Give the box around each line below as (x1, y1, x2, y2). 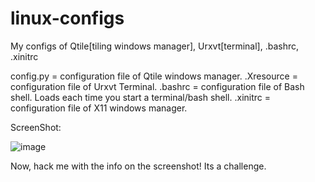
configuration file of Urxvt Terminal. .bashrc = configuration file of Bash (10, 80, 305, 92)
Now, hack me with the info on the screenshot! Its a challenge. (10, 160, 267, 172)
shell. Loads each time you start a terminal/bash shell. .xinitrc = (10, 91, 272, 103)
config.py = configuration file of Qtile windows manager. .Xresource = (10, 70, 298, 82)
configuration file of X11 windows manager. (10, 102, 188, 114)
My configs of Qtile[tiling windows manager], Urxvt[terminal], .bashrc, (10, 40, 300, 52)
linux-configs (10, 7, 125, 30)
